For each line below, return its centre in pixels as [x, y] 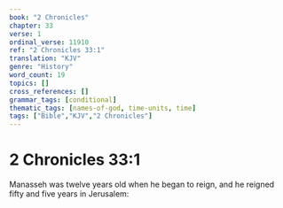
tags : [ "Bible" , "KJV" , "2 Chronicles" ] [81, 116]
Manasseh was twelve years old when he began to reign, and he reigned [142, 185]
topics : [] [29, 83]
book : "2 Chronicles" [49, 17]
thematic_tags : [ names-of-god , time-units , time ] [103, 108]
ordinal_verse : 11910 [49, 42]
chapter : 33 [31, 26]
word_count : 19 [37, 75]
